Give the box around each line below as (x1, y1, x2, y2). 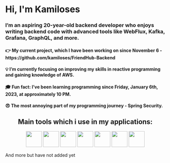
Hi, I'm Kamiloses (5, 4, 80, 15)
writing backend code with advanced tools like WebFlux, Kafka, (5, 28, 165, 35)
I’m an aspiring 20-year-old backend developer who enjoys (5, 22, 154, 29)
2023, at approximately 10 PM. (5, 91, 71, 97)
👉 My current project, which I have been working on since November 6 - (5, 47, 162, 53)
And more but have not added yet (5, 152, 76, 158)
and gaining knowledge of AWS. (5, 72, 75, 78)
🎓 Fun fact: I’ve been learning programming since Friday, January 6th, (5, 84, 158, 90)
